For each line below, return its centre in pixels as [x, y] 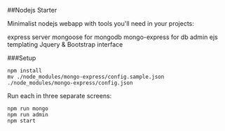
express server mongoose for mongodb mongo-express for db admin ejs [113, 37]
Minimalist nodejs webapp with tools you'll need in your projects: [101, 23]
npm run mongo [28, 109]
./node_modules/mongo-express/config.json [70, 83]
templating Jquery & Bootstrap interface [65, 44]
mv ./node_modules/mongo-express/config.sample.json [86, 77]
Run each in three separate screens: [60, 96]
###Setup [22, 58]
